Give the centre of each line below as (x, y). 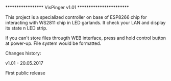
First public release (26, 73)
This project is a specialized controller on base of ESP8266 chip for (76, 17)
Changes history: (23, 53)
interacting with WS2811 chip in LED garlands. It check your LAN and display (86, 23)
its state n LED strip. (26, 28)
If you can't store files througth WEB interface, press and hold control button (86, 38)
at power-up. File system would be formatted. (53, 43)
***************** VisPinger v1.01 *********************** (67, 7)
